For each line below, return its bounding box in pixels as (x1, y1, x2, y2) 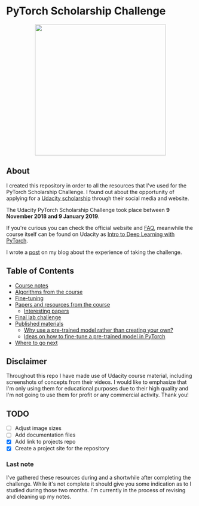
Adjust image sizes (14, 425, 62, 432)
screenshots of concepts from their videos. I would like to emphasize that (6, 378, 187, 386)
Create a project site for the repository (14, 445, 109, 452)
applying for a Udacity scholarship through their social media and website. (6, 195, 189, 202)
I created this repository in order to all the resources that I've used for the (6, 181, 187, 189)
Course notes (14, 281, 49, 289)
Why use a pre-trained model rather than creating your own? (23, 326, 173, 334)
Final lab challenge (14, 313, 62, 321)
